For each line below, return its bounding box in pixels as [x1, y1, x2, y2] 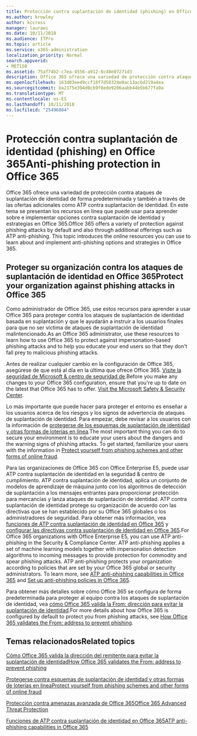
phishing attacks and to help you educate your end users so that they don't [6, 343, 188, 350]
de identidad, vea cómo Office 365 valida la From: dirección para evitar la [6, 600, 184, 608]
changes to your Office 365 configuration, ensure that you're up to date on [6, 379, 186, 387]
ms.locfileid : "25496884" [6, 107, 69, 113]
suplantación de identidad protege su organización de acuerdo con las [6, 502, 177, 509]
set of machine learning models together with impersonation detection [6, 546, 176, 553]
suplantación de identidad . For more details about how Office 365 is [6, 607, 169, 614]
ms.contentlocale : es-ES [6, 96, 67, 102]
